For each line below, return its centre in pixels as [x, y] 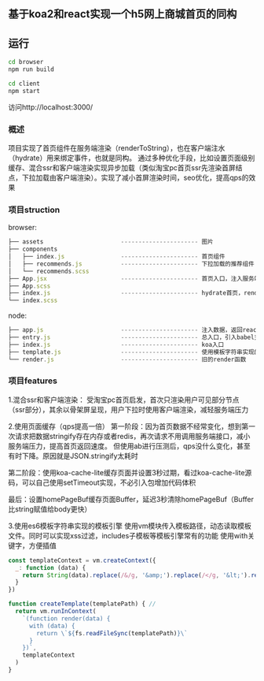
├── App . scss [29, 286]
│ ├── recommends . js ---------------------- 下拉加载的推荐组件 [131, 264]
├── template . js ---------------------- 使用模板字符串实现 [131, 352]
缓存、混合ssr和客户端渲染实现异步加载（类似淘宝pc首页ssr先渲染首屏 [122, 167]
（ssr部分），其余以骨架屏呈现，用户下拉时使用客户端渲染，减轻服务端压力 [128, 409]
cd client [24, 84]
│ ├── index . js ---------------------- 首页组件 [117, 257]
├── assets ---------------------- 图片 [111, 242]
